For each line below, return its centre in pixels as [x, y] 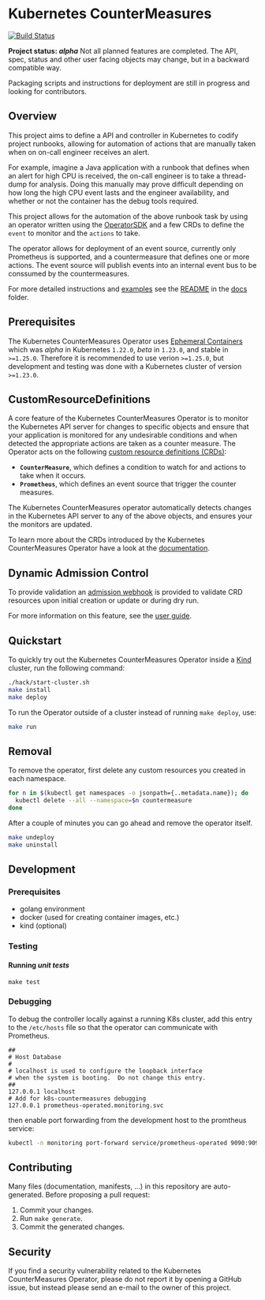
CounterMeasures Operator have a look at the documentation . [109, 548]
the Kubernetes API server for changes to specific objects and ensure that [129, 426]
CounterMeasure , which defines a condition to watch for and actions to [132, 468]
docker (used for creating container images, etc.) [99, 918]
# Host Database [35, 1057]
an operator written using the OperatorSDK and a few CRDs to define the [126, 224]
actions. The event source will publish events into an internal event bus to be [132, 265]
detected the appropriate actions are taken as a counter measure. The [122, 444]
